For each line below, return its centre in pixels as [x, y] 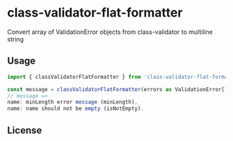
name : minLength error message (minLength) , [72, 102]
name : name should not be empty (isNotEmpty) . [76, 109]
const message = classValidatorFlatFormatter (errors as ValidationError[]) [119, 89]
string [16, 39]
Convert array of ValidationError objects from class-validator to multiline [110, 32]
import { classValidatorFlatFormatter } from [74, 77]
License [25, 130]
